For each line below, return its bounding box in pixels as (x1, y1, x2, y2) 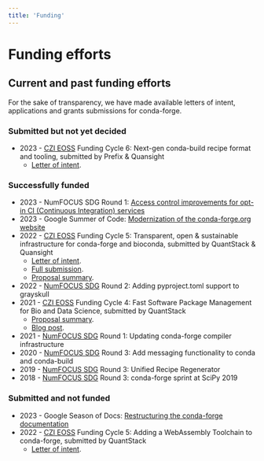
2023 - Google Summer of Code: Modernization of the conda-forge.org (19, 214, 251, 224)
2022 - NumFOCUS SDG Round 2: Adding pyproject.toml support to (19, 281, 240, 291)
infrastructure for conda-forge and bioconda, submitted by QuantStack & (19, 239, 256, 249)
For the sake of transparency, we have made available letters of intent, (8, 98, 236, 107)
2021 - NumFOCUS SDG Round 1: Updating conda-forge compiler (19, 331, 232, 341)
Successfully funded (8, 179, 90, 190)
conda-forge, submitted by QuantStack (19, 436, 147, 445)
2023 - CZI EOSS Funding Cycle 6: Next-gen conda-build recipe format (19, 143, 251, 153)
